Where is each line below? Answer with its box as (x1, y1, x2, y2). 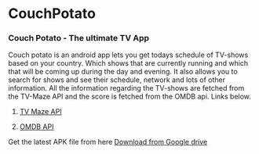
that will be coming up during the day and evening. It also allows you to (8, 67, 238, 77)
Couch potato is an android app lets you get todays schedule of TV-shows (8, 50, 249, 59)
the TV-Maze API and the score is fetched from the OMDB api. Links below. (8, 91, 251, 102)
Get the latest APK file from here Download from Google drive (8, 138, 208, 147)
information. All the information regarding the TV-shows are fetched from (8, 84, 245, 93)
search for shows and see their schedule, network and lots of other (8, 75, 226, 84)
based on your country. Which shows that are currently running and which (8, 59, 249, 68)
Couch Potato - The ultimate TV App (8, 33, 150, 44)
